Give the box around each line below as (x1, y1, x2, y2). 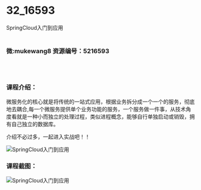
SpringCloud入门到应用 (6, 24, 64, 31)
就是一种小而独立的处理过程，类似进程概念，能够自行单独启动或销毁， (16, 113, 190, 120)
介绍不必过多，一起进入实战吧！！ (6, 133, 90, 140)
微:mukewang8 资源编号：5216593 (6, 47, 109, 55)
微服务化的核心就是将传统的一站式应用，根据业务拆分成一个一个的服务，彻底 (6, 98, 195, 105)
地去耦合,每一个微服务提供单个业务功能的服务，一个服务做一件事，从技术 (6, 105, 187, 112)
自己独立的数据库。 (11, 120, 59, 127)
